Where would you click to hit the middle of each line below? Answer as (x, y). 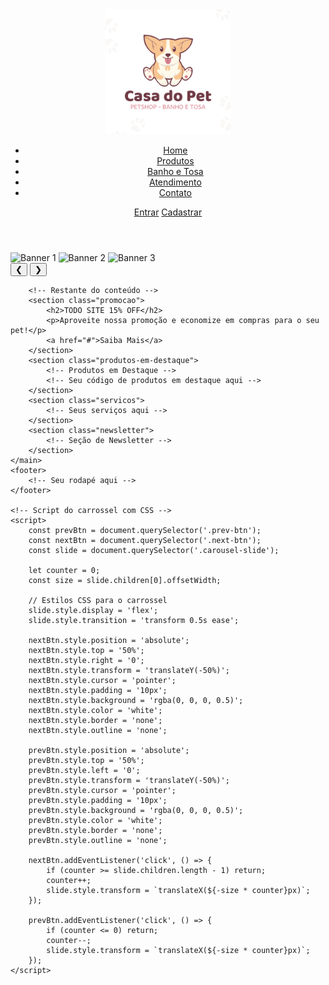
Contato (175, 192)
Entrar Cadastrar (168, 212)
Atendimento (175, 182)
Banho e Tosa (175, 171)
